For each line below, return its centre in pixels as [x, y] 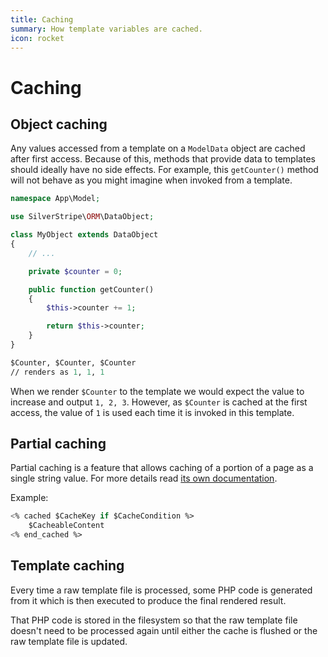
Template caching [67, 566]
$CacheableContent [66, 526]
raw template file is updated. [69, 641]
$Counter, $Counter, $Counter [73, 362]
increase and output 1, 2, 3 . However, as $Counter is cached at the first [159, 402]
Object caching [59, 124]
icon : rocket [37, 38]
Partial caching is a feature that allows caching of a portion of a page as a [162, 468]
